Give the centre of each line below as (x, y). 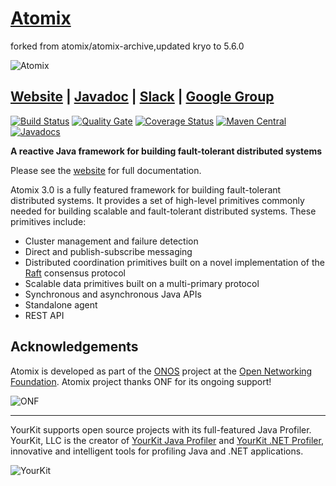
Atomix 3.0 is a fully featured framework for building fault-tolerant (146, 189)
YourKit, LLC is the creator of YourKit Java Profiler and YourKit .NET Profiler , (167, 440)
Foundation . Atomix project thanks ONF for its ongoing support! (141, 381)
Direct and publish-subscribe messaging (108, 251)
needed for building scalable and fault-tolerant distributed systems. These (163, 211)
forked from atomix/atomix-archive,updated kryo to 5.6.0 (127, 46)
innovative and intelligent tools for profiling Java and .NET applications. (157, 451)
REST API (44, 315)
